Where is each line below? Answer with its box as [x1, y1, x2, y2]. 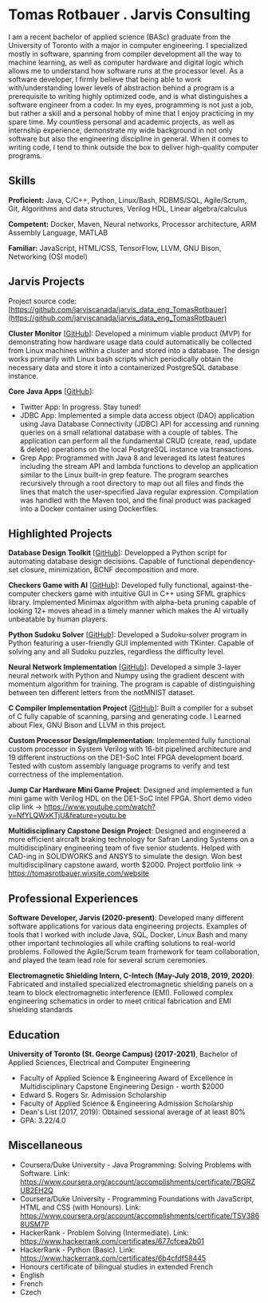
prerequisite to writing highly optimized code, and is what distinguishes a [8, 91, 249, 101]
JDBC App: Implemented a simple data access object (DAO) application [19, 410, 255, 420]
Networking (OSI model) [8, 252, 88, 261]
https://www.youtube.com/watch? [43, 802, 156, 812]
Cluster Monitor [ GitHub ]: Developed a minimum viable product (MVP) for [8, 328, 252, 338]
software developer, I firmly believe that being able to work [8, 74, 202, 84]
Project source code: [8, 296, 77, 305]
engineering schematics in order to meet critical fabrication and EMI [8, 996, 232, 1006]
